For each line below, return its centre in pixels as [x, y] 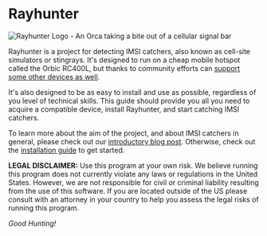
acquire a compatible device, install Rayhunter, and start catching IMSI [124, 109]
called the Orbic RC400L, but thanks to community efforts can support [124, 68]
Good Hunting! [32, 223]
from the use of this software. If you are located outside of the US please [128, 191]
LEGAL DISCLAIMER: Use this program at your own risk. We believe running [133, 165]
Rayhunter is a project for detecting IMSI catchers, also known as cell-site [130, 51]
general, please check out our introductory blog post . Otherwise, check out [132, 141]
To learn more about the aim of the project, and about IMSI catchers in [124, 133]
